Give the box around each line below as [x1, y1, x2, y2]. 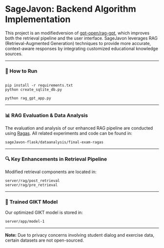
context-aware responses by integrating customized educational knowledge [5, 45, 159, 51]
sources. [5, 50, 23, 57]
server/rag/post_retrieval [5, 178, 60, 183]
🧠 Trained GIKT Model [5, 198, 58, 205]
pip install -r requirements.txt [5, 83, 73, 88]
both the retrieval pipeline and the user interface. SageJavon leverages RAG [5, 35, 158, 41]
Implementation [5, 14, 71, 25]
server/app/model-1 [5, 219, 45, 224]
